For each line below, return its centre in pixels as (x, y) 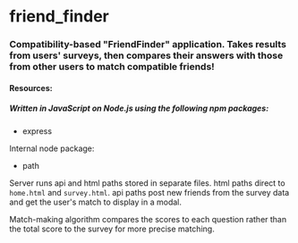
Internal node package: (52, 148)
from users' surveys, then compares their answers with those (146, 55)
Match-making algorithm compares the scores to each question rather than (148, 219)
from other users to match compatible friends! (112, 67)
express (37, 130)
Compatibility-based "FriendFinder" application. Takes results (148, 45)
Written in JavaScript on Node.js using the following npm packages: (139, 108)
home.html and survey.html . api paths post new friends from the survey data (149, 192)
